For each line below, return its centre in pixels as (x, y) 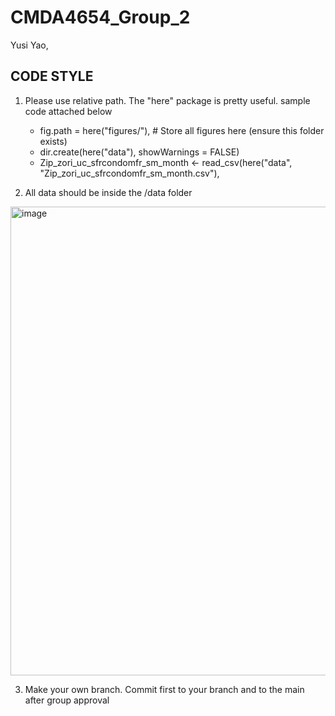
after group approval (67, 700)
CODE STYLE (52, 76)
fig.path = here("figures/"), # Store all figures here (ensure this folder (182, 130)
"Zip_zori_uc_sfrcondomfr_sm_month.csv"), (129, 173)
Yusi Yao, (29, 45)
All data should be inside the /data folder (108, 192)
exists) (53, 141)
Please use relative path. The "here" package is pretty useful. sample (167, 100)
